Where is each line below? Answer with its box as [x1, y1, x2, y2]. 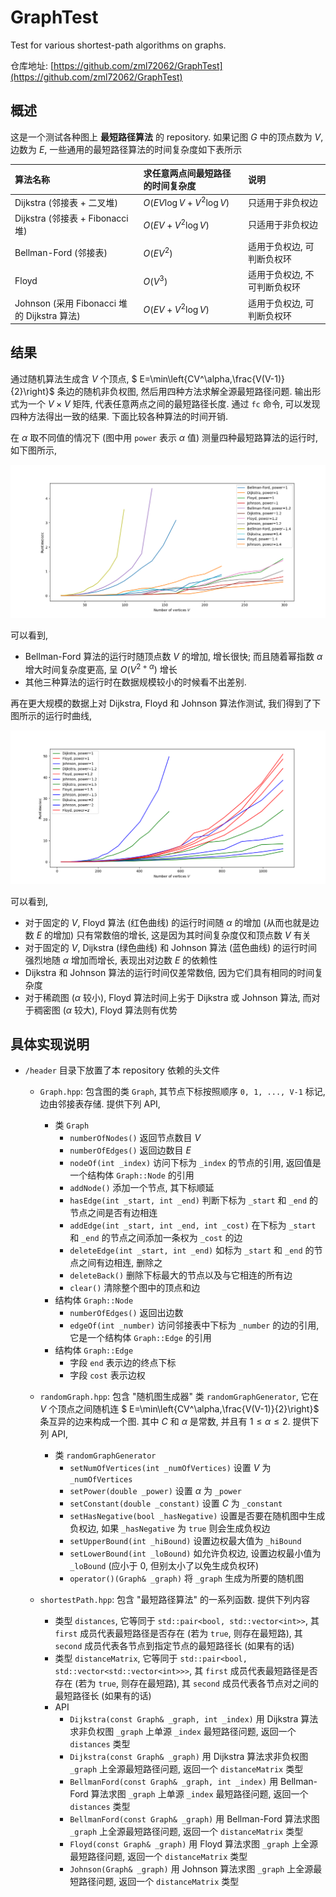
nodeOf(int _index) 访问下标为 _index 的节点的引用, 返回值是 [69, 1157, 322, 1169]
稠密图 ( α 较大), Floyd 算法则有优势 [33, 1004, 178, 1016]
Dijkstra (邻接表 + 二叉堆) [14, 196, 118, 208]
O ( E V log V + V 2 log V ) [143, 195, 230, 209]
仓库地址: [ [10, 59, 55, 71]
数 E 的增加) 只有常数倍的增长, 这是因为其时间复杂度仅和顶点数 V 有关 [24, 929, 312, 941]
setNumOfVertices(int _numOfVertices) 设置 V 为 [69, 1462, 272, 1474]
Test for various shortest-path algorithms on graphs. [10, 39, 227, 51]
